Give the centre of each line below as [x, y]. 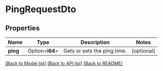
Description [95, 42]
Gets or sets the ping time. [95, 51]
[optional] [143, 51]
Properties [23, 28]
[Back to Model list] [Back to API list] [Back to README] [64, 63]
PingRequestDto [41, 9]
